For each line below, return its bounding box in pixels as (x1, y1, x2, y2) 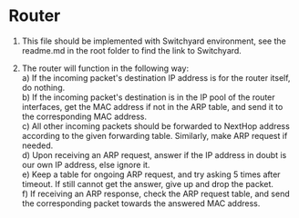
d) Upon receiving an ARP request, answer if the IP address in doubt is (21, 149, 287, 160)
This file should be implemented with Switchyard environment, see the (21, 35, 286, 46)
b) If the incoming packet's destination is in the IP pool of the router (21, 92, 275, 103)
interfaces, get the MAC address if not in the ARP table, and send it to (21, 101, 284, 112)
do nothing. (21, 82, 66, 93)
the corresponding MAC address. (21, 111, 148, 122)
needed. (21, 140, 54, 151)
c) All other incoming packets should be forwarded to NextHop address (21, 120, 291, 132)
